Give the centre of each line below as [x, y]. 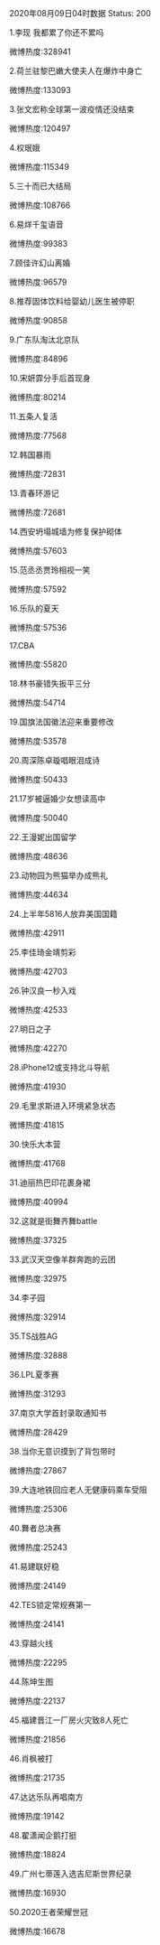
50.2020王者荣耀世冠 [49, 1912]
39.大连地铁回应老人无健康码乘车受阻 [79, 1490]
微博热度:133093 [40, 90]
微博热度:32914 [38, 1317]
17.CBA [22, 645]
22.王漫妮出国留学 [43, 837]
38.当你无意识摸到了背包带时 [63, 1451]
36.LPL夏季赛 [34, 1375]
